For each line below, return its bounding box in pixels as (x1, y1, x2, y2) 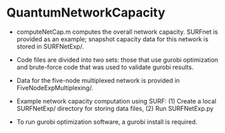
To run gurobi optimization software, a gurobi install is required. (16, 117, 198, 125)
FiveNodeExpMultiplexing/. (16, 83, 94, 92)
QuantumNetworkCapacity (6, 5, 165, 21)
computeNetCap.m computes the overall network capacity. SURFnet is (16, 28, 219, 36)
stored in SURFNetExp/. (16, 42, 84, 50)
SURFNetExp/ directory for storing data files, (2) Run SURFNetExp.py (16, 104, 214, 112)
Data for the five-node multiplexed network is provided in (16, 76, 181, 84)
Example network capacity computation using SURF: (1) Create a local (16, 96, 217, 105)
